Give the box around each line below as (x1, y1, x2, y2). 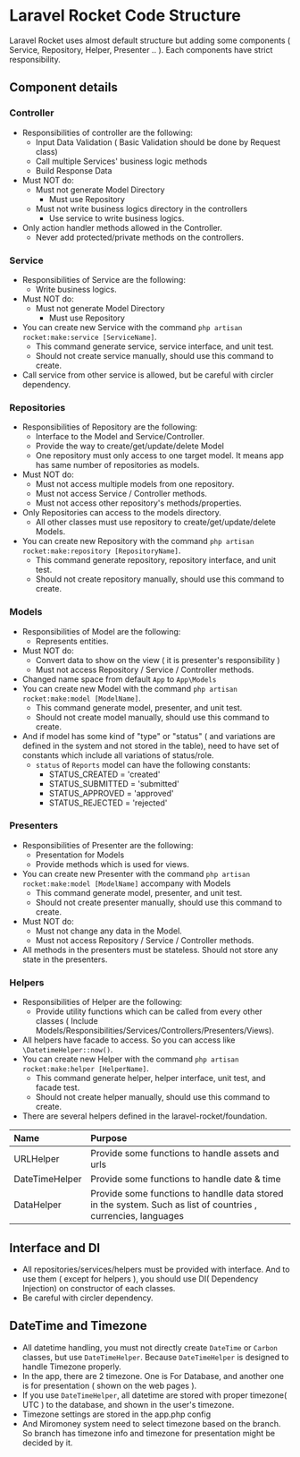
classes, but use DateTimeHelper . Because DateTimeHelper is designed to (21, 1351, 289, 1362)
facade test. (35, 1082, 80, 1093)
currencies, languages (90, 1210, 185, 1223)
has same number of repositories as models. (35, 460, 200, 471)
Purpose (90, 1132, 128, 1145)
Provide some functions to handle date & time (90, 1173, 281, 1186)
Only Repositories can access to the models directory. (21, 507, 221, 518)
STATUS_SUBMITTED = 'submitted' (48, 778, 180, 788)
